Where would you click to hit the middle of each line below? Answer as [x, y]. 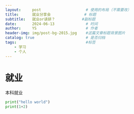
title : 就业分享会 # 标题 [51, 14]
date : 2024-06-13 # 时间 [51, 24]
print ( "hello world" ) [28, 102]
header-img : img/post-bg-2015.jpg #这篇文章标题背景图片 [65, 33]
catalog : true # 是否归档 [55, 38]
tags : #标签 [50, 42]
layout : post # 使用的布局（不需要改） [68, 10]
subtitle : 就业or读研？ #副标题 [50, 19]
